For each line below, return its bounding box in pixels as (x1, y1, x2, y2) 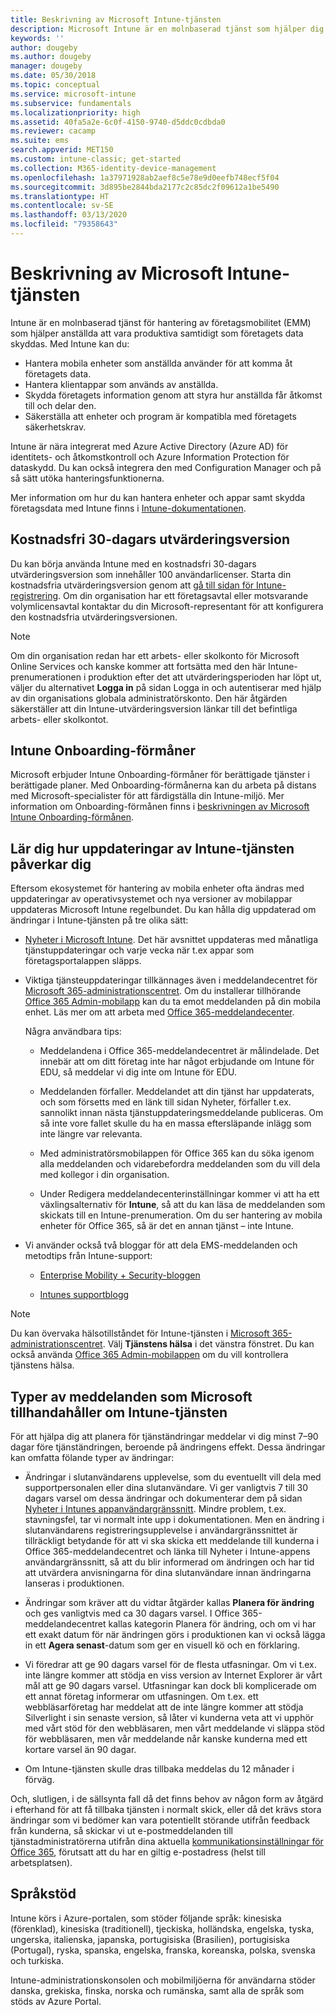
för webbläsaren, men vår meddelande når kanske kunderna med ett (24, 1733, 308, 1745)
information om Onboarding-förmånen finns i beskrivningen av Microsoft (10, 801, 310, 813)
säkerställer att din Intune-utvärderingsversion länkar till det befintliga (10, 702, 298, 715)
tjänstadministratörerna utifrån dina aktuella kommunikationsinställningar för (10, 1836, 324, 1848)
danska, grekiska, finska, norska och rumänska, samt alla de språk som (10, 1984, 305, 1996)
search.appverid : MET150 (10, 145, 114, 155)
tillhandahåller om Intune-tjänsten (10, 1404, 228, 1421)
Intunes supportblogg (39, 1289, 130, 1301)
